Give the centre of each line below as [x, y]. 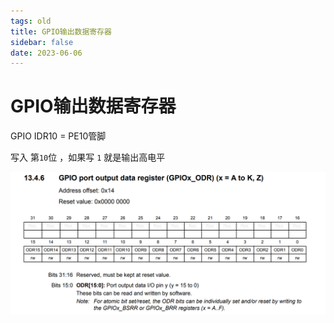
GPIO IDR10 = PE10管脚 [58, 136]
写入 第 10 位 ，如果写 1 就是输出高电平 [88, 157]
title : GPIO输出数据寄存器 [61, 31]
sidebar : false [42, 42]
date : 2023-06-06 [46, 53]
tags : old [31, 21]
